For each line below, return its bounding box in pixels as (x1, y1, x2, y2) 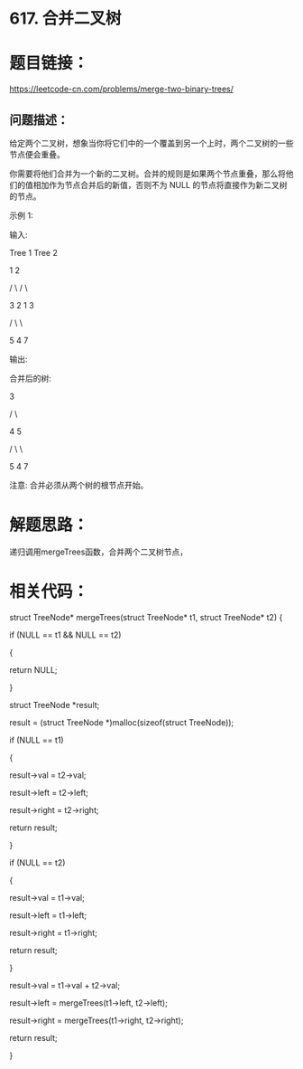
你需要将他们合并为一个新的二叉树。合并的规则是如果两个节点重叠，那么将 (9, 168, 286, 179)
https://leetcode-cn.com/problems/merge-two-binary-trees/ (9, 83, 234, 95)
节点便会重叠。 (9, 148, 65, 159)
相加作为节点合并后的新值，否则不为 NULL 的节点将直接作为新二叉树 (32, 179, 288, 190)
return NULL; (9, 664, 58, 675)
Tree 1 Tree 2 (9, 247, 59, 258)
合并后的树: (9, 373, 52, 383)
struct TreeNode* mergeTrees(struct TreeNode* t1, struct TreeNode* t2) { (9, 611, 283, 622)
